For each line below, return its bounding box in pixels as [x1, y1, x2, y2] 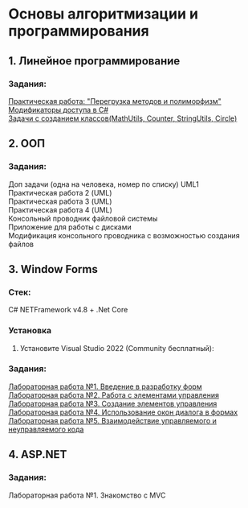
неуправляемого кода [8, 424, 84, 434]
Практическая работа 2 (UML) [8, 188, 112, 197]
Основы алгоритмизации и [8, 5, 199, 23]
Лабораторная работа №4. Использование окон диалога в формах [8, 407, 238, 417]
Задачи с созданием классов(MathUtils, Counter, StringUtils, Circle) [8, 114, 238, 123]
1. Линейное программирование [8, 54, 181, 68]
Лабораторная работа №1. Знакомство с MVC [8, 490, 166, 500]
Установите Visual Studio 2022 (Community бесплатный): [19, 343, 214, 353]
